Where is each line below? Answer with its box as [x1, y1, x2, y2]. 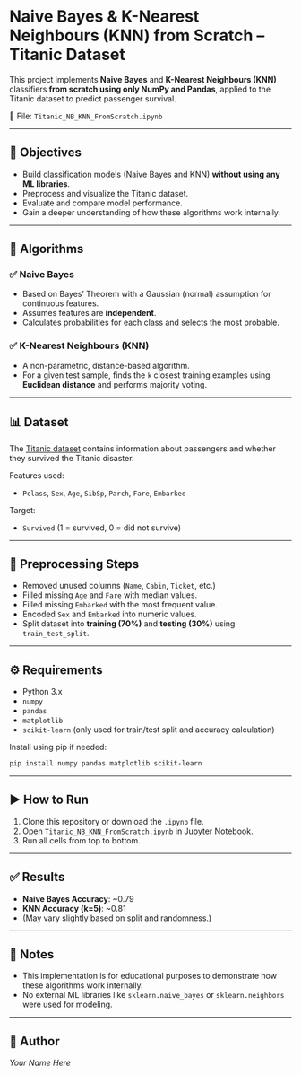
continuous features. [21, 298, 99, 309]
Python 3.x [21, 686, 63, 697]
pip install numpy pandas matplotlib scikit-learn [9, 759, 202, 768]
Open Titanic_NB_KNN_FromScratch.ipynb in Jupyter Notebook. [21, 826, 254, 836]
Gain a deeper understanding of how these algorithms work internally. [21, 206, 280, 217]
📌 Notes [9, 947, 55, 962]
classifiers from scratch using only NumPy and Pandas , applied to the [9, 83, 271, 94]
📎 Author [9, 1034, 60, 1049]
